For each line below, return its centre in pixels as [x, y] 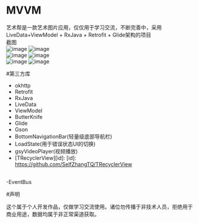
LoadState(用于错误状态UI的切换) [55, 144]
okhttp [23, 85]
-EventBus [19, 182]
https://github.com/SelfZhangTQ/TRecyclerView [73, 164]
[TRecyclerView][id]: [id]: [45, 158]
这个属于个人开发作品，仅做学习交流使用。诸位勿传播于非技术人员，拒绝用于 [99, 206]
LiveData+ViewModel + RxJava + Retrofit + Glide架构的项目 [79, 35]
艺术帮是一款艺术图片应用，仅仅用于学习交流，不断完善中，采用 [84, 27]
